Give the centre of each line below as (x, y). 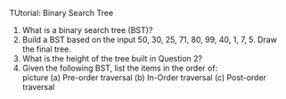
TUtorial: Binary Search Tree (61, 13)
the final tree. (46, 49)
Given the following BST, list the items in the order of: (120, 68)
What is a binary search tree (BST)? (87, 30)
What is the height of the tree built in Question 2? (112, 58)
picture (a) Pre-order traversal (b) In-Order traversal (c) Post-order (144, 78)
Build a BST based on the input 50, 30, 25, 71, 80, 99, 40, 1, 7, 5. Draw (150, 40)
